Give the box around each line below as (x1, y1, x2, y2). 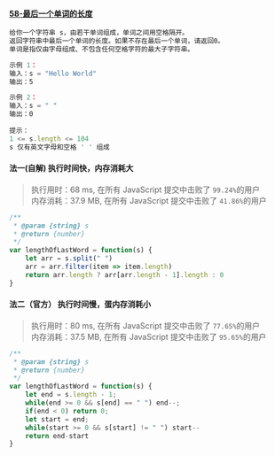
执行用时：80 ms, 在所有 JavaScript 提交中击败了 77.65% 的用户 (30, 320, 260, 331)
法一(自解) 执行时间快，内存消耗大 (9, 163, 134, 174)
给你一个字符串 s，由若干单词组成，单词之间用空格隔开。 (9, 28, 189, 37)
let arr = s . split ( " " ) (25, 254, 114, 263)
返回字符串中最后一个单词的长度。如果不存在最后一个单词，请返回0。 (9, 36, 224, 46)
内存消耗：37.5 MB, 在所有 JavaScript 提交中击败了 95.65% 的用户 (30, 331, 267, 342)
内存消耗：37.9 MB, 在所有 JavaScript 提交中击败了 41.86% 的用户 (30, 195, 267, 205)
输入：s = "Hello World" (9, 69, 98, 78)
